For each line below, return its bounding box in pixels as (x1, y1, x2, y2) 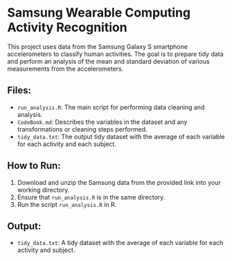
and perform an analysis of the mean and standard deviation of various (7, 57, 210, 65)
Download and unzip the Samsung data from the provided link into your (17, 178, 221, 186)
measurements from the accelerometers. (7, 64, 124, 73)
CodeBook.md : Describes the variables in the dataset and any (17, 118, 188, 126)
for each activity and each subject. (17, 140, 116, 148)
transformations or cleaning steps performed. (17, 125, 148, 133)
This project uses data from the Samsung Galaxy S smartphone (7, 42, 188, 51)
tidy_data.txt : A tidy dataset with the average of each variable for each (17, 239, 224, 247)
